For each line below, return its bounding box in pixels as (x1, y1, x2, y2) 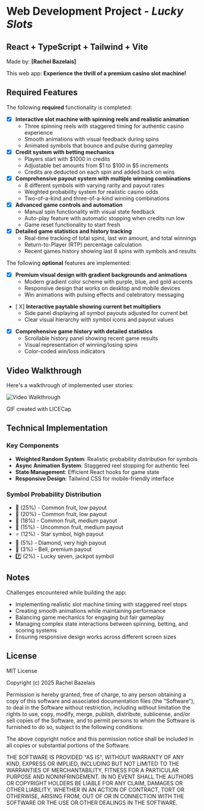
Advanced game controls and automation (15, 201, 123, 209)
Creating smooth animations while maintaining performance (15, 607, 166, 614)
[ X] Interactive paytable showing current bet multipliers (15, 303, 161, 310)
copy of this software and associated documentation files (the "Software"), (6, 697, 195, 705)
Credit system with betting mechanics (15, 148, 115, 155)
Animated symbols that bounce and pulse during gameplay (24, 142, 173, 149)
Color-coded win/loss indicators (24, 347, 106, 355)
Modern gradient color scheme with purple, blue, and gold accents (24, 278, 193, 286)
